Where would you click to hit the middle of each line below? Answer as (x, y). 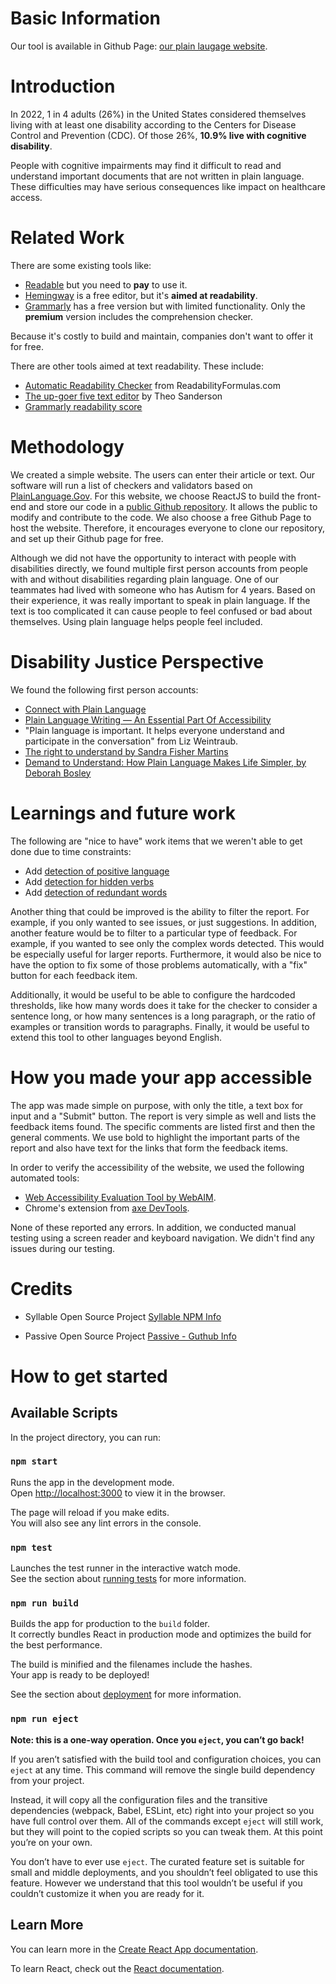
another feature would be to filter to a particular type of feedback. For (154, 933)
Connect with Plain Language (85, 709)
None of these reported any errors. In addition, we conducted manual (153, 1227)
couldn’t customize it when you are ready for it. (107, 1893)
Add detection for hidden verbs (89, 881)
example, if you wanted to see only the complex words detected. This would (167, 943)
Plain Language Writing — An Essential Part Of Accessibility (148, 719)
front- (309, 496)
